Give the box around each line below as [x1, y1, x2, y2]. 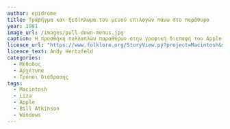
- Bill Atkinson [13, 105, 60, 112]
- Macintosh [13, 86, 48, 93]
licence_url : [7, 42, 44, 48]
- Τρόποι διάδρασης [13, 73, 69, 81]
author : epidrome [7, 10, 57, 17]
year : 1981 [7, 23, 38, 29]
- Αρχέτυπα [13, 67, 44, 74]
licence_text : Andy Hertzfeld [7, 48, 94, 55]
